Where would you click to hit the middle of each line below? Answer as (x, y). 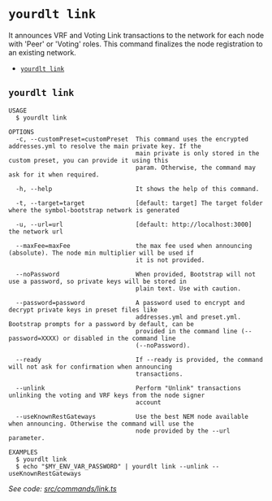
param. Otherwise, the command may (195, 168)
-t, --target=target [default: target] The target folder (140, 203)
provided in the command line (186, 331)
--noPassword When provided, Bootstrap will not (136, 274)
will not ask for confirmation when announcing (91, 367)
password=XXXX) (34, 338)
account (148, 402)
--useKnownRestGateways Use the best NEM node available (132, 416)
